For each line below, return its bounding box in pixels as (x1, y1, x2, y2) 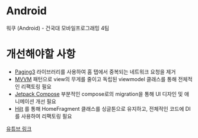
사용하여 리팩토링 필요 (21, 113, 72, 120)
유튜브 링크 (6, 125, 32, 132)
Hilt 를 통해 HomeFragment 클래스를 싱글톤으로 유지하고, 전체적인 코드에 (14, 105, 184, 112)
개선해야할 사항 (6, 47, 76, 61)
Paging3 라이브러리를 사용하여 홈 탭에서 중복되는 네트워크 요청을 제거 (14, 68, 176, 75)
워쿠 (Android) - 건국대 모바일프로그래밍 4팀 (6, 24, 110, 31)
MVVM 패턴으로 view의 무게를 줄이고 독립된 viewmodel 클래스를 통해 (14, 75, 177, 82)
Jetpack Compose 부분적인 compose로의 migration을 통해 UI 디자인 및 (14, 90, 183, 97)
